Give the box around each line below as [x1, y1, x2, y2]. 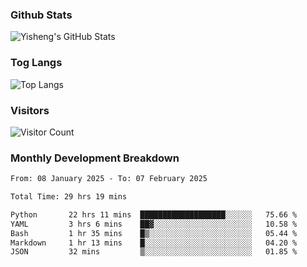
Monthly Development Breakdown [10, 151, 180, 165]
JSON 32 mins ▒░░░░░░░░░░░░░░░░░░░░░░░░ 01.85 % [10, 247, 298, 257]
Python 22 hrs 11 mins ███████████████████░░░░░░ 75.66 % [10, 209, 298, 220]
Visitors [10, 103, 50, 117]
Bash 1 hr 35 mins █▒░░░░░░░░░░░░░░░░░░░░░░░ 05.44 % [10, 228, 298, 238]
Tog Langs [10, 56, 63, 70]
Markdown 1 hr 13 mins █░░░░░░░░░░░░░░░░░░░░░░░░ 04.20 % [10, 238, 298, 248]
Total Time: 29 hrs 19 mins [10, 192, 128, 202]
